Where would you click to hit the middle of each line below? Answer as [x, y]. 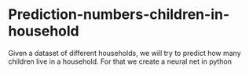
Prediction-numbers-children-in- [119, 15]
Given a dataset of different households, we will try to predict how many [124, 53]
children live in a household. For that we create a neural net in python [120, 61]
